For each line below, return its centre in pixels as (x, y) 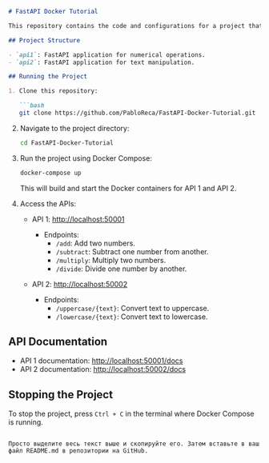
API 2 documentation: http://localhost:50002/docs (103, 369)
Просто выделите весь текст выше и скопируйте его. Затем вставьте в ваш (134, 444)
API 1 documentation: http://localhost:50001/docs (101, 361)
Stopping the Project (61, 395)
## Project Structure (44, 40)
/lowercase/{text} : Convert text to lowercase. (132, 317)
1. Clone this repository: (53, 91)
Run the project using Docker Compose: (86, 158)
